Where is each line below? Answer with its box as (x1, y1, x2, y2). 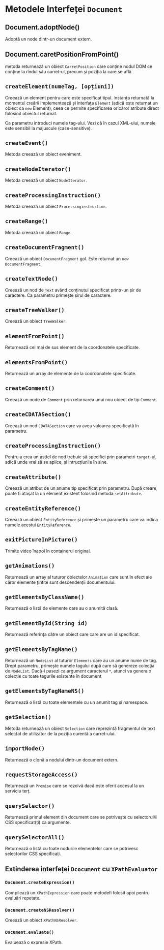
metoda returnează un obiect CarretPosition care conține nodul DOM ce (5, 63, 153, 69)
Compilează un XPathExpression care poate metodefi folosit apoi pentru (5, 889, 150, 895)
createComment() (5, 385, 55, 392)
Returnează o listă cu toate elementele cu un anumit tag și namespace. (5, 699, 149, 705)
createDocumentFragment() (5, 244, 84, 251)
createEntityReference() (5, 505, 82, 512)
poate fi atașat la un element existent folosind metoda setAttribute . (5, 491, 142, 497)
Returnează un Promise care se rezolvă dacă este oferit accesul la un (5, 783, 144, 789)
